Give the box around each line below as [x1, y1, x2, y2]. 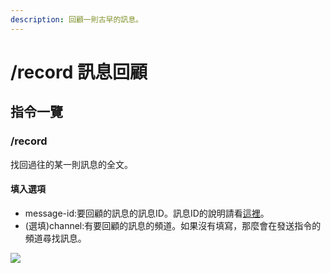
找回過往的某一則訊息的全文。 [10, 158, 133, 170]
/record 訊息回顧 [10, 61, 148, 83]
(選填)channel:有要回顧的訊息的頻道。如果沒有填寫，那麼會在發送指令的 [24, 219, 322, 231]
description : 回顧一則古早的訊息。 [10, 14, 143, 25]
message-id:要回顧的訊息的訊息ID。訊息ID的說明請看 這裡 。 [24, 207, 270, 219]
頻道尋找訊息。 [24, 232, 87, 244]
